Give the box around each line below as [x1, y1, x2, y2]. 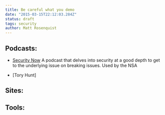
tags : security [5, 21, 37, 26]
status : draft [5, 16, 35, 21]
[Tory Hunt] [12, 72, 36, 78]
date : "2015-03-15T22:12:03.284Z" [5, 12, 77, 17]
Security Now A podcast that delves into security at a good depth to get [12, 57, 161, 63]
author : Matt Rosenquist [5, 26, 57, 31]
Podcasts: [5, 44, 37, 53]
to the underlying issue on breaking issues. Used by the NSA [12, 62, 138, 68]
